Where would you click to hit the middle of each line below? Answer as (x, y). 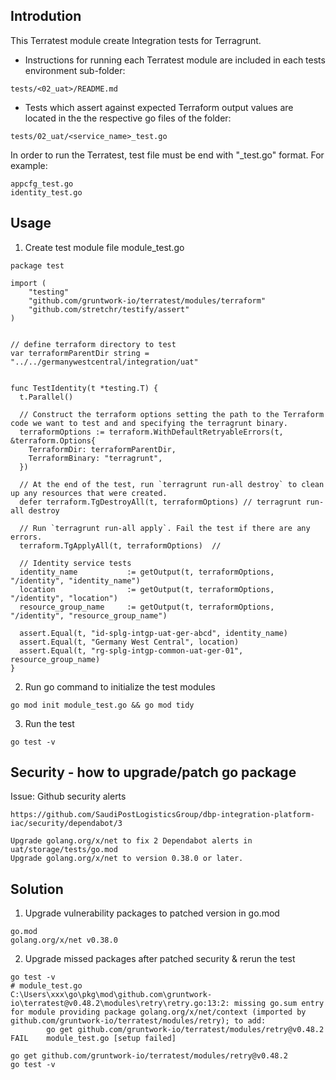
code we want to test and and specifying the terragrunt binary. (149, 423)
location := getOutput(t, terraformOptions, (147, 589)
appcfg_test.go (42, 184)
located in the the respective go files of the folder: (128, 118)
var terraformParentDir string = (80, 353)
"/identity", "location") (64, 598)
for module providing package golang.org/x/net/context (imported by (158, 1012)
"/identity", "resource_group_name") (89, 615)
